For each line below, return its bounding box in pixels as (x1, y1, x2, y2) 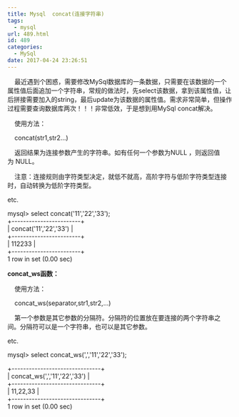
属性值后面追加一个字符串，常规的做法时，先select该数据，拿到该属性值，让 (7, 86, 232, 95)
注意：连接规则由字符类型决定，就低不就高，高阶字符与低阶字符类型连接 (14, 172, 227, 180)
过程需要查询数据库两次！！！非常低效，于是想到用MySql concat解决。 (7, 104, 217, 113)
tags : (7, 17, 24, 24)
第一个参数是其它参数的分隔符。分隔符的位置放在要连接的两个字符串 (14, 313, 215, 321)
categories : (7, 43, 43, 51)
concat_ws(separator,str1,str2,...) (14, 299, 111, 307)
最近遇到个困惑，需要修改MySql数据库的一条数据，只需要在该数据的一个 (14, 77, 227, 86)
